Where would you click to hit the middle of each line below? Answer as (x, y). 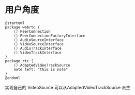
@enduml (13, 78)
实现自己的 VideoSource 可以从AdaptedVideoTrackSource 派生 (68, 87)
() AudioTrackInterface (38, 48)
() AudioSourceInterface (39, 40)
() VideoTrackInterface (38, 53)
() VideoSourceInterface (39, 44)
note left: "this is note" (41, 69)
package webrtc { (22, 27)
